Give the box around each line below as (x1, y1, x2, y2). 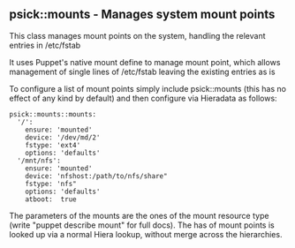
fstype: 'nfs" (25, 179, 77, 188)
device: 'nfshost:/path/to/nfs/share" (25, 171, 168, 180)
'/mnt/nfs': (17, 156, 62, 165)
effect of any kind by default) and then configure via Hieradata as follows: (9, 93, 277, 103)
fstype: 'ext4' (25, 140, 81, 149)
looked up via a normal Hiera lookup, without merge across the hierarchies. (9, 229, 283, 239)
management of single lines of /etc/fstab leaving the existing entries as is (9, 66, 276, 77)
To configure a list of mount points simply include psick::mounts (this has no (9, 83, 287, 94)
